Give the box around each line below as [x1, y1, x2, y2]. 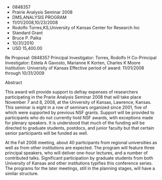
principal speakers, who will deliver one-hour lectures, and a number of [5, 150, 148, 156]
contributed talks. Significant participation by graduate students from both [5, 155, 154, 161]
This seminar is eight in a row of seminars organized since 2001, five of [5, 104, 147, 110]
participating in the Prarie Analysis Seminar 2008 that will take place [5, 94, 142, 100]
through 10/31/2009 [5, 70, 45, 76]
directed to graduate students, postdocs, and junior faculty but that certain [5, 125, 154, 131]
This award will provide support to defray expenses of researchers [5, 89, 138, 95]
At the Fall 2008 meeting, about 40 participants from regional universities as [5, 140, 158, 145]
